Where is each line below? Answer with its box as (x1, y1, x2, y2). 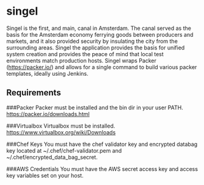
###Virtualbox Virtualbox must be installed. (6, 122, 115, 129)
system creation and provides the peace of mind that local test (6, 50, 164, 57)
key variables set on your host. (6, 172, 84, 179)
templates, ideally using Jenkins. (6, 70, 89, 77)
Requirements (6, 87, 61, 98)
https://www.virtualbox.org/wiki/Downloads (6, 128, 116, 136)
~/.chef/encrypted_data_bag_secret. (6, 153, 98, 161)
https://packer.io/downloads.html (6, 110, 90, 117)
